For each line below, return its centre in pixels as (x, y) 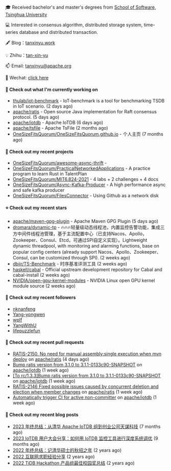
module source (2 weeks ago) (44, 285)
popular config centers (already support (55, 252)
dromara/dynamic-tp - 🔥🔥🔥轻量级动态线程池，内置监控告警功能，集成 (87, 227)
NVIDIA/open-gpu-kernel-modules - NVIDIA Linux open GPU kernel (84, 280)
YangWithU (25, 325)
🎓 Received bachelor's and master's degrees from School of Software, (81, 7)
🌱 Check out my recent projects (40, 151)
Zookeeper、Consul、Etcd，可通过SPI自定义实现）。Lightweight (80, 240)
